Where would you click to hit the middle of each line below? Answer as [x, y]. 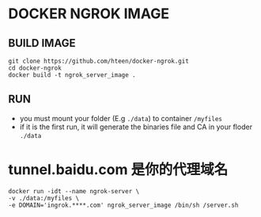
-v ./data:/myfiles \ [44, 198]
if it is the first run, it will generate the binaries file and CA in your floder [136, 127]
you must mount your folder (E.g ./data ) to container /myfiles [121, 118]
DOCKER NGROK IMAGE [89, 14]
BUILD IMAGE [42, 43]
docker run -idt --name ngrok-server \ [74, 191]
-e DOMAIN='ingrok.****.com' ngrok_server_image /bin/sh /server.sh [123, 205]
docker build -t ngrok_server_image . [72, 75]
